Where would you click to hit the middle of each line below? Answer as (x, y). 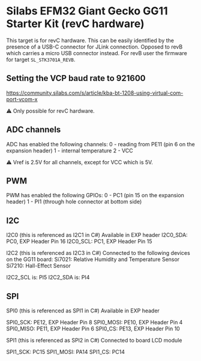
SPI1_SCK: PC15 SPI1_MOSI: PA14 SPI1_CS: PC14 (65, 352)
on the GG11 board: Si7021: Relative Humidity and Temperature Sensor (93, 260)
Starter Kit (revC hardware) (76, 24)
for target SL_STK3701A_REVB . (41, 59)
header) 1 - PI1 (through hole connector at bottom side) (74, 201)
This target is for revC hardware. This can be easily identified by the (90, 40)
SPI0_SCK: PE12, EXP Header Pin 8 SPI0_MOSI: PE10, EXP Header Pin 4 (94, 322)
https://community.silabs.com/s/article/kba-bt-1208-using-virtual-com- (95, 93)
